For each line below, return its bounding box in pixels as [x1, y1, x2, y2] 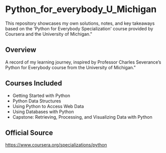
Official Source [5, 128, 53, 137]
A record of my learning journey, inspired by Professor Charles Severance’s [5, 59, 161, 65]
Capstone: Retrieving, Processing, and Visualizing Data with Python [12, 114, 152, 120]
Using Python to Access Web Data [12, 103, 84, 109]
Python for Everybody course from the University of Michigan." [5, 64, 136, 70]
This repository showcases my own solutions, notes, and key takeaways [5, 20, 155, 26]
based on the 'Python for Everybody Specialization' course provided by [5, 25, 153, 31]
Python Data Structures [12, 97, 61, 104]
